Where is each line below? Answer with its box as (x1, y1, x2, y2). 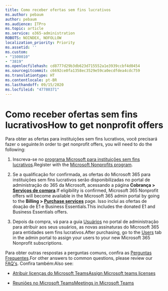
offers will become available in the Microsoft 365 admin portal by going (12, 193, 159, 199)
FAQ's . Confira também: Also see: (5, 260, 74, 267)
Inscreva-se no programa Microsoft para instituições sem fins (12, 157, 140, 163)
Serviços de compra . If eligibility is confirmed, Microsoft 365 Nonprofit (12, 187, 159, 194)
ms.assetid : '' (5, 45, 37, 50)
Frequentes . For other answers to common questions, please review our (5, 255, 153, 261)
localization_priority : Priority (5, 40, 75, 45)
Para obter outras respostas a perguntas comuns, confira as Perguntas (5, 250, 152, 256)
